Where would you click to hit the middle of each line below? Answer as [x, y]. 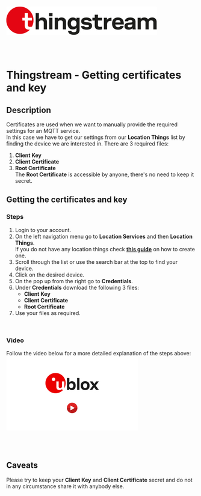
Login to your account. [43, 230]
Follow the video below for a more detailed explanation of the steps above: [99, 353]
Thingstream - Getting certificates [94, 75]
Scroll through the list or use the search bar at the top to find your [96, 262]
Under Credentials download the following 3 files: [77, 287]
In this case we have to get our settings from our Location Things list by [96, 137]
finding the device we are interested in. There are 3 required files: [88, 144]
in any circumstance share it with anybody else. [65, 486]
